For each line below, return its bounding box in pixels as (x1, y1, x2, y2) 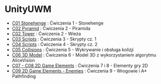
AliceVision (11, 57, 35, 63)
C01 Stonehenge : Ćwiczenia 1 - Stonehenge (11, 20, 103, 26)
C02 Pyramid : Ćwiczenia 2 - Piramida (11, 25, 90, 31)
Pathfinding (11, 73, 36, 79)
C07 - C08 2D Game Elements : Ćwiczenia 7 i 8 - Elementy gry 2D (11, 62, 148, 68)
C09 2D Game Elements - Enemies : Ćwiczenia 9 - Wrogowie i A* (11, 67, 147, 73)
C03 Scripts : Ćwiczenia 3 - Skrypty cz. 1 (11, 36, 96, 42)
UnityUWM (4, 3, 51, 15)
